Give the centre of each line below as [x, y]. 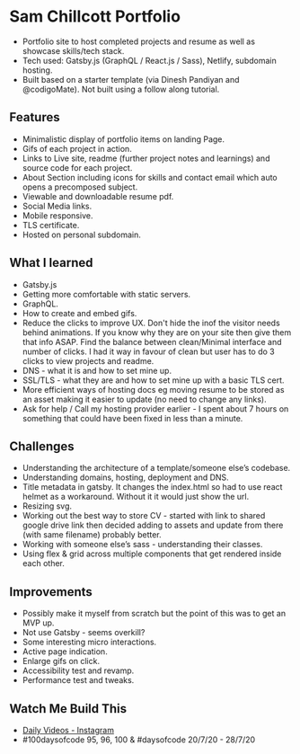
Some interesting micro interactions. [89, 642]
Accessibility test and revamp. [78, 670]
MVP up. [38, 623]
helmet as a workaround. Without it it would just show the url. [136, 497]
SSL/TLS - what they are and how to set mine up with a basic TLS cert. [153, 380]
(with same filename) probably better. [92, 535]
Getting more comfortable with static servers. [106, 294]
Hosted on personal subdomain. [81, 235]
